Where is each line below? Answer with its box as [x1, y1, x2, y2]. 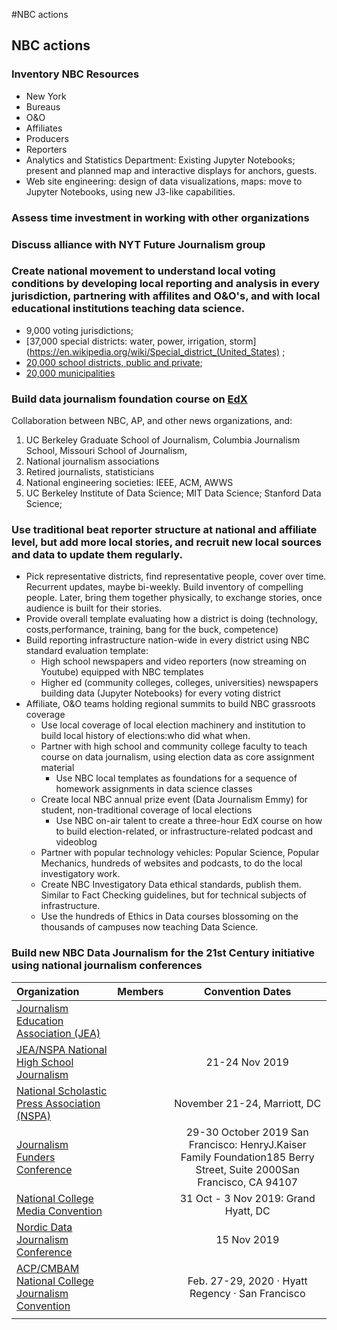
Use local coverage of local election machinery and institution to [40, 719, 306, 731]
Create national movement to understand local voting [11, 264, 276, 278]
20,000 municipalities [25, 367, 116, 379]
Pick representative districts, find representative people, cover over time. [25, 570, 327, 583]
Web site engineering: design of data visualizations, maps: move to [25, 175, 303, 187]
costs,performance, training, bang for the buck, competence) [25, 624, 279, 636]
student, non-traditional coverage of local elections [40, 804, 253, 816]
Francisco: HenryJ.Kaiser [188, 1137, 307, 1151]
